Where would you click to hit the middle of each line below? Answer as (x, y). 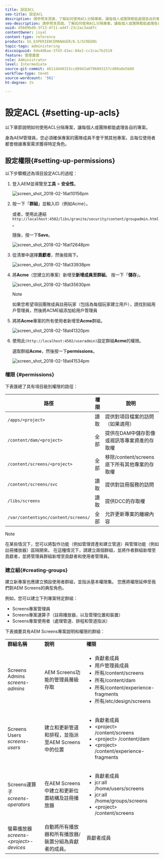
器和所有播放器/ (62, 834)
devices (17, 847)
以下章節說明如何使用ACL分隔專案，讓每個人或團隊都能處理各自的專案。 (78, 127)
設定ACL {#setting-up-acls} (62, 113)
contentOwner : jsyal (26, 32)
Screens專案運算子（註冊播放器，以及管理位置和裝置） (67, 615)
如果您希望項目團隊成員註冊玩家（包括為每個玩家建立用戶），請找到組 (82, 304)
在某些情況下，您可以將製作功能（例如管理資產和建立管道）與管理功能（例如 (82, 544)
